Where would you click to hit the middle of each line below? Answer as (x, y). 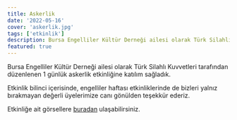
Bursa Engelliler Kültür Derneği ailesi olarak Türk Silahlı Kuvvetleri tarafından (118, 67)
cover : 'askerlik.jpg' (41, 27)
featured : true (30, 47)
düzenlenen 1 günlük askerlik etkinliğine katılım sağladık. (89, 74)
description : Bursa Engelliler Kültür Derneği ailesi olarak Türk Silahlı (120, 40)
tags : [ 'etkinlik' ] (36, 34)
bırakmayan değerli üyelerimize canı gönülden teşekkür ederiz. (99, 95)
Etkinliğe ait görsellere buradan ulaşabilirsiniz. (74, 109)
